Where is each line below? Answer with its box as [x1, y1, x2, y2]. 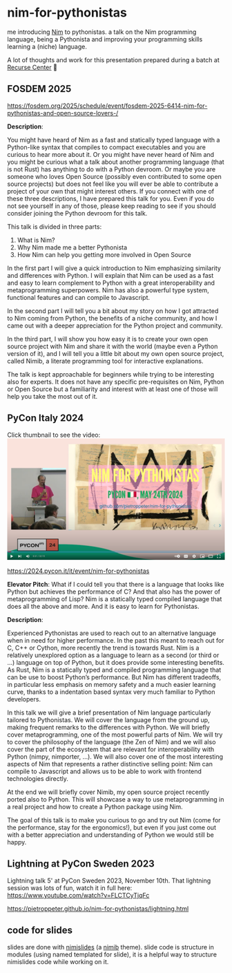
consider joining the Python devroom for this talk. [7, 209, 148, 217]
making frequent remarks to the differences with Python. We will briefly [7, 724, 211, 732]
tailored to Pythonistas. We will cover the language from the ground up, [7, 716, 210, 724]
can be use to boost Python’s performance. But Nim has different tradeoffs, [7, 673, 222, 681]
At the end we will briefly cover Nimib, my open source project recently [7, 788, 209, 796]
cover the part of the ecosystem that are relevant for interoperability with [7, 745, 215, 754]
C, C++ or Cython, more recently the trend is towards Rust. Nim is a [7, 644, 200, 652]
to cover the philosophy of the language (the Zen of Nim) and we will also [7, 738, 216, 746]
